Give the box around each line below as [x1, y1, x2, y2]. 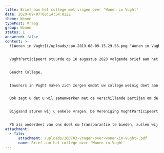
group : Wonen [5, 25, 32, 30]
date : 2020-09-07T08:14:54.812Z [5, 12, 71, 17]
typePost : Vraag [5, 21, 38, 26]
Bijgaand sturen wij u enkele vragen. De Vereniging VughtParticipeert [9, 109, 159, 114]
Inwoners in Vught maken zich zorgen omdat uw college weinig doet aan [9, 83, 159, 88]
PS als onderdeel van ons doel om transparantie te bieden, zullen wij [9, 122, 159, 127]
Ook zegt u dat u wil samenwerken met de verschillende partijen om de [9, 96, 159, 101]
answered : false [5, 35, 38, 40]
